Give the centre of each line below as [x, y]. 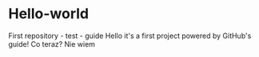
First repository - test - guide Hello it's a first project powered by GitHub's [130, 36]
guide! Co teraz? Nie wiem [52, 44]
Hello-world [49, 14]
